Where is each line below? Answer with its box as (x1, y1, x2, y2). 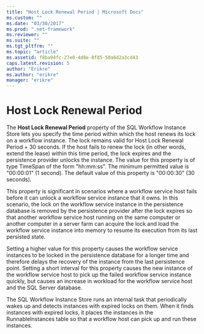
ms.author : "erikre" (6, 72, 59, 78)
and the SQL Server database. (6, 284, 83, 291)
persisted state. (6, 233, 46, 240)
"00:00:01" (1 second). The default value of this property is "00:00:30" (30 (6, 169, 195, 177)
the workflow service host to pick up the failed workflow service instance (6, 271, 192, 278)
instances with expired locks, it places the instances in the (6, 309, 154, 316)
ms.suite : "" (6, 37, 40, 43)
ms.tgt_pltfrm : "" (6, 43, 53, 50)
